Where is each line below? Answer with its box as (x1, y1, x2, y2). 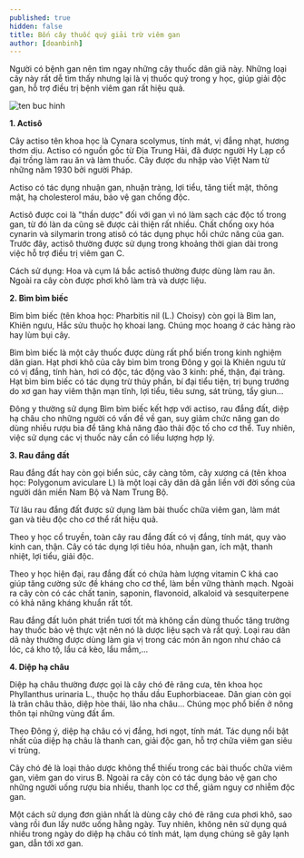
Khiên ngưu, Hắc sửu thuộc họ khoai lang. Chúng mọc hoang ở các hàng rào (9, 320, 296, 331)
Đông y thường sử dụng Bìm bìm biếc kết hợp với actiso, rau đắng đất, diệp (9, 403, 289, 414)
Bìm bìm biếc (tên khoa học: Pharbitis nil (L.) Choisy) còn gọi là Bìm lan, (9, 311, 277, 321)
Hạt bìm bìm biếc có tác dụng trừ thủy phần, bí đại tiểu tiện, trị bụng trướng (9, 376, 289, 387)
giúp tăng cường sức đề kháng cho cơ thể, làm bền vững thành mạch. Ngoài (9, 578, 294, 589)
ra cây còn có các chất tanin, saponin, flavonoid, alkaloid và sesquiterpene (9, 587, 289, 599)
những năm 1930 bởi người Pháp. (9, 164, 133, 175)
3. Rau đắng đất (9, 450, 70, 461)
